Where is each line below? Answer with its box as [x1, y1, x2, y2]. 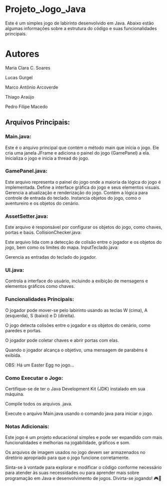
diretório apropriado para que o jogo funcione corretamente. [5, 454, 130, 461]
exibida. [5, 352, 21, 358]
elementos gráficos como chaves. [5, 283, 75, 289]
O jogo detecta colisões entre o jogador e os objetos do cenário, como [5, 322, 151, 328]
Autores [5, 49, 39, 60]
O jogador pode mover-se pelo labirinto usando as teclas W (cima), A [5, 307, 147, 313]
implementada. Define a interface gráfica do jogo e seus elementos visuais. [5, 184, 161, 190]
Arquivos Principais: [5, 118, 70, 127]
